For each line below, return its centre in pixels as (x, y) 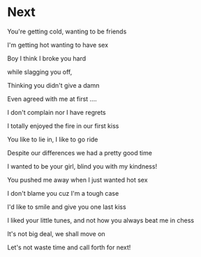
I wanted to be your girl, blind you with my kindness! (82, 166)
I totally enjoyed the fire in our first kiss (63, 125)
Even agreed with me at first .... (52, 99)
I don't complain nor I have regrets (57, 112)
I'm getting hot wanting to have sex (58, 45)
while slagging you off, (40, 72)
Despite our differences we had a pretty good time (80, 153)
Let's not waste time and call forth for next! (69, 247)
